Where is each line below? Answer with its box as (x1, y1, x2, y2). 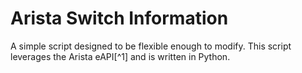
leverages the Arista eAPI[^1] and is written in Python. (10, 50, 231, 62)
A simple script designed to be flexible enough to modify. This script (10, 40, 292, 52)
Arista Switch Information (10, 7, 229, 30)
